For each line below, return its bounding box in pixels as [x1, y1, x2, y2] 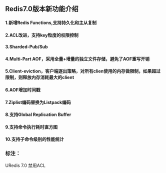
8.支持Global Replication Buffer [5, 111, 71, 117]
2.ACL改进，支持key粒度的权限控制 [5, 32, 78, 38]
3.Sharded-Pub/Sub [5, 44, 48, 50]
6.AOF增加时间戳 [5, 86, 41, 92]
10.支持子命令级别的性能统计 [5, 136, 64, 142]
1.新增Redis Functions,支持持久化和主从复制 [5, 19, 97, 25]
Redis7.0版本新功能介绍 [5, 4, 78, 13]
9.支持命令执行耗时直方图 [5, 124, 58, 130]
